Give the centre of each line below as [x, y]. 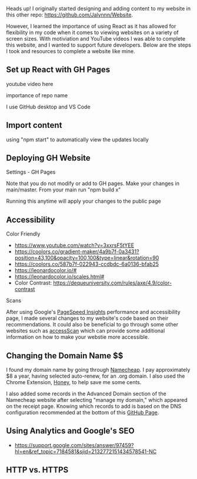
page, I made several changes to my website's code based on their [87, 318]
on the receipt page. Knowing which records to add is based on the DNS [94, 407]
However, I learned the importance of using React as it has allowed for [91, 26]
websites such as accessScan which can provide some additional [86, 331]
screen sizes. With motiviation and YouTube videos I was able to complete [96, 39]
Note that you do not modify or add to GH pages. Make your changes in [93, 184]
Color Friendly [23, 234]
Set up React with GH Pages [58, 70]
